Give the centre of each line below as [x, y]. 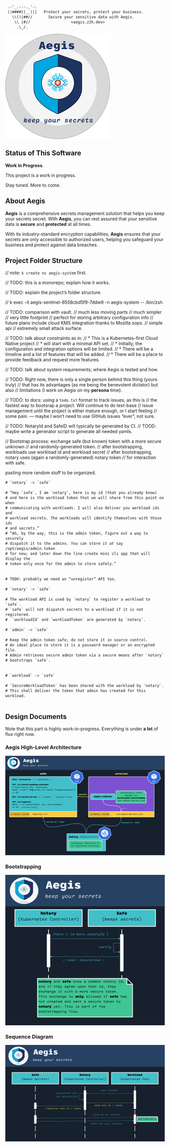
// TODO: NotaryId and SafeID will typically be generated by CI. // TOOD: [81, 426]
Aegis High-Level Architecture [44, 747]
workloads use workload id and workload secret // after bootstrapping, [79, 452]
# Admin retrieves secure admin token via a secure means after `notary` [85, 656]
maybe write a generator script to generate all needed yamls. [69, 432]
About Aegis [25, 201]
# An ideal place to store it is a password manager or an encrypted [80, 645]
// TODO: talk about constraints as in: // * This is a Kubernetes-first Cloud [81, 338]
